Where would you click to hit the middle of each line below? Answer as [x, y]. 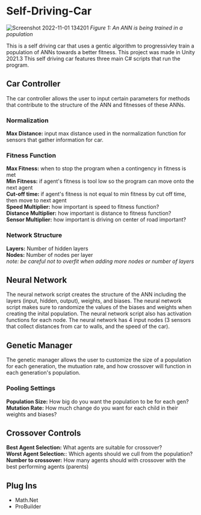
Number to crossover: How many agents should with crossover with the [96, 460]
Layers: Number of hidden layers [47, 248]
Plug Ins [22, 486]
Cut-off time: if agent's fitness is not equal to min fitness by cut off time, [96, 194]
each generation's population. [43, 373]
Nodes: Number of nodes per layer [50, 254]
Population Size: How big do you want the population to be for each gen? [97, 401]
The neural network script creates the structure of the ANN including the [96, 295]
